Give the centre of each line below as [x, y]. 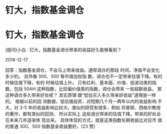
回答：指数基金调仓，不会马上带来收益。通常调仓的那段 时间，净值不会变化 [82, 70]
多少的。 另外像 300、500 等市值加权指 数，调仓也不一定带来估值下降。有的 [84, 76]
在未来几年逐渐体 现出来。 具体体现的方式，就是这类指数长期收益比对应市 [81, 120]
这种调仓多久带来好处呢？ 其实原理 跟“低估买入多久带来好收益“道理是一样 [81, 95]
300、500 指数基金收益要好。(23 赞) [57, 126]
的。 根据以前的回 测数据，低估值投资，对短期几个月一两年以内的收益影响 [81, 101]
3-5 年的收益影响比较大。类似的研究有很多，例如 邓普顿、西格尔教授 [90, 107]
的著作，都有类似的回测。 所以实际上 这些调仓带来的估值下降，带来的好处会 [83, 114]
